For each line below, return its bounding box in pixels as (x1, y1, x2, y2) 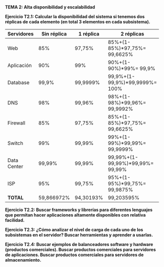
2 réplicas (120, 30, 144, 37)
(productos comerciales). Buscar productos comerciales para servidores (5, 247, 156, 252)
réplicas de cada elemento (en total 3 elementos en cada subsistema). (5, 19, 150, 24)
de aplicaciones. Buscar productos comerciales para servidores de (5, 252, 144, 258)
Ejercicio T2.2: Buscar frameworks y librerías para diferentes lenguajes (5, 207, 153, 213)
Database (7, 79, 30, 86)
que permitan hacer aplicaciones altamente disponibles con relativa (5, 212, 146, 218)
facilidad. (5, 218, 25, 223)
